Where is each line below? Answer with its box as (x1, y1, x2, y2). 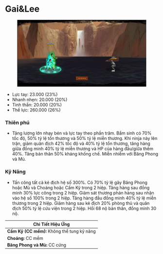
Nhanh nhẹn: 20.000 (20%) (12, 97, 68, 102)
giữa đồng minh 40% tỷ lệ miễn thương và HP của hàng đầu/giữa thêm (12, 146, 153, 152)
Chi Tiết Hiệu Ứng (33, 221, 70, 227)
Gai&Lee (5, 3, 40, 15)
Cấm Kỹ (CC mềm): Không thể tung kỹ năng (7, 228, 96, 234)
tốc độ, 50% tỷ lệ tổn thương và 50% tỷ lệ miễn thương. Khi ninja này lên (12, 136, 158, 141)
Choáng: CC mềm (7, 235, 43, 241)
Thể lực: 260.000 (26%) (12, 107, 61, 113)
